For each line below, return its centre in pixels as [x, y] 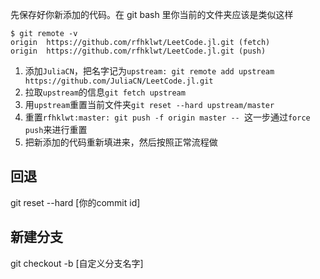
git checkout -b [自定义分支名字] [77, 263]
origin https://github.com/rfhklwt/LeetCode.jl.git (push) [138, 51]
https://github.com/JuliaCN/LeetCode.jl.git [119, 81]
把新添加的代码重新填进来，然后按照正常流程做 [121, 142]
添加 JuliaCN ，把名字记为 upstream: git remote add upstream [149, 71]
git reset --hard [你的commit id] [75, 202]
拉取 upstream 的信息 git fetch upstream [105, 92]
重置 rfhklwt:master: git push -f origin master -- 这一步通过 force [167, 117]
